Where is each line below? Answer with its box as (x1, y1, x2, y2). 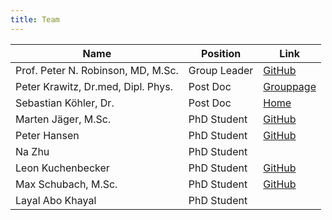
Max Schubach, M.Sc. (15, 177, 118, 191)
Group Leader (188, 63, 254, 77)
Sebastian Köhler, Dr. (15, 96, 115, 110)
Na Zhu (15, 144, 50, 158)
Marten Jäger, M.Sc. (15, 112, 112, 126)
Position (200, 46, 242, 60)
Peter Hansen (15, 128, 80, 142)
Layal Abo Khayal (15, 193, 97, 207)
